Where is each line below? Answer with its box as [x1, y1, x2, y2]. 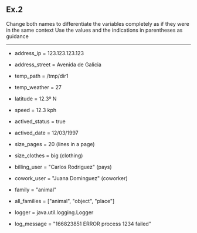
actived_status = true [14, 117, 66, 125]
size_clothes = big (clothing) [14, 152, 83, 159]
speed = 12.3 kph [14, 106, 57, 113]
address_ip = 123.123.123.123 [14, 49, 84, 56]
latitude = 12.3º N [14, 95, 57, 102]
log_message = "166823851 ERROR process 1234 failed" [14, 220, 151, 227]
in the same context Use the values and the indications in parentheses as [6, 26, 183, 33]
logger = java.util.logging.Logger [14, 208, 94, 216]
